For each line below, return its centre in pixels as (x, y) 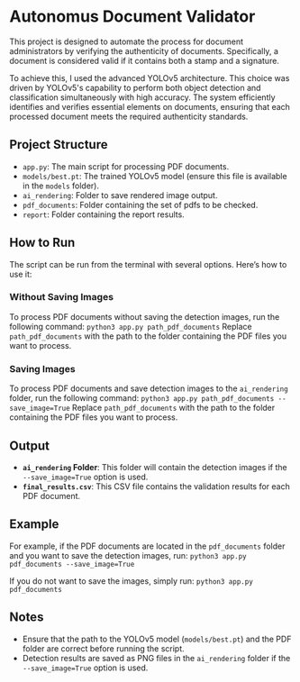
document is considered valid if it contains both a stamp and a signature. (144, 60)
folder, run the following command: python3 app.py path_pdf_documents (142, 398)
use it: (21, 274)
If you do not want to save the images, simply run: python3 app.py (132, 581)
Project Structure (59, 145)
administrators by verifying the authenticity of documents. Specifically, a (144, 50)
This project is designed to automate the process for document (127, 41)
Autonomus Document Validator (132, 17)
